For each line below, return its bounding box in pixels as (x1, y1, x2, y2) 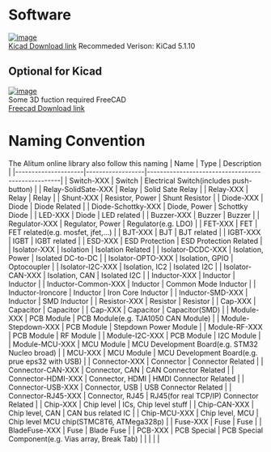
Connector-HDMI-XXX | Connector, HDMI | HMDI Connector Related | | (8, 373, 245, 383)
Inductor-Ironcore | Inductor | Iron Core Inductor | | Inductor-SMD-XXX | (8, 288, 248, 297)
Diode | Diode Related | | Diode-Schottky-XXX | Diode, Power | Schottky (8, 201, 248, 211)
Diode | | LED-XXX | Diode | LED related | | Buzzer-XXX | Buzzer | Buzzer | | (8, 210, 260, 220)
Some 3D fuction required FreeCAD (8, 95, 127, 104)
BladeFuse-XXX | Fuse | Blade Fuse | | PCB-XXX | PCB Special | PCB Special (8, 425, 264, 435)
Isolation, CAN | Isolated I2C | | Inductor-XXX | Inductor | (47, 270, 236, 280)
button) (8, 184, 33, 194)
